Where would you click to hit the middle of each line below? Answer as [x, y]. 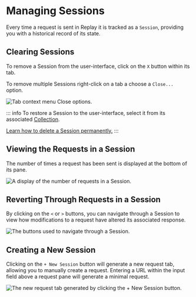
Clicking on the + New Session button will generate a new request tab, [90, 264]
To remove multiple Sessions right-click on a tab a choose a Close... [90, 84]
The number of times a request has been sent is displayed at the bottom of [97, 163]
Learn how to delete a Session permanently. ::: [62, 130]
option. [15, 90]
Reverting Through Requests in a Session [83, 199]
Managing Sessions [55, 11]
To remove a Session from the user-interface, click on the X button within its [98, 66]
